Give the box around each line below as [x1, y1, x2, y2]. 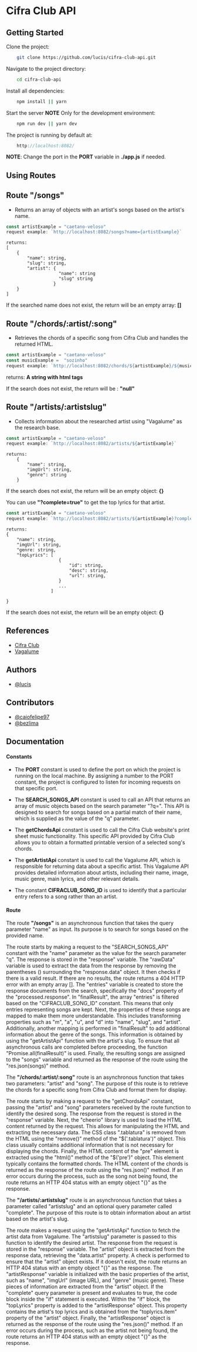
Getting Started [6, 28, 64, 38]
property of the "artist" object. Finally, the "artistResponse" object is [6, 1314, 171, 1321]
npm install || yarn [16, 98, 67, 104]
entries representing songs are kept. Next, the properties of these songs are [6, 1006, 191, 1013]
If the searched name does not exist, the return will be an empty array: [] [6, 301, 182, 309]
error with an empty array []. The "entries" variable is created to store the [6, 981, 184, 988]
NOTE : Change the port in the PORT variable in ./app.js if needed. [6, 153, 166, 160]
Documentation [6, 736, 64, 746]
